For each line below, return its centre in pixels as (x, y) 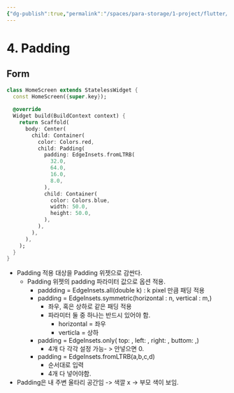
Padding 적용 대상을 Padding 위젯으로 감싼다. (79, 273)
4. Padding (38, 48)
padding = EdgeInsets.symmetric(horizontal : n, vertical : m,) (125, 298)
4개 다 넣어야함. (70, 373)
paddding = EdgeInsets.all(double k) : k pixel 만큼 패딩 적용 (121, 290)
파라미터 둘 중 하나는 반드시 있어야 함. (99, 316)
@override (27, 110)
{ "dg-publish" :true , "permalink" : (55, 14)
